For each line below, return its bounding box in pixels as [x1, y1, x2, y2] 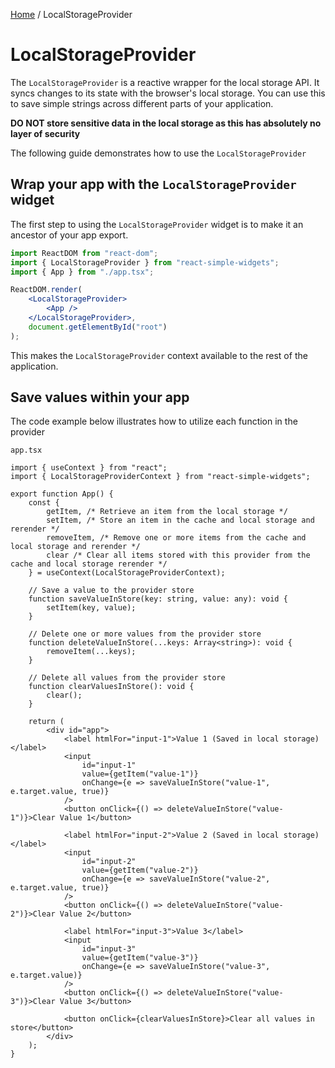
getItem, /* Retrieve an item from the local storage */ [46, 507, 288, 517]
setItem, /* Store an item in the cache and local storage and [46, 515, 315, 526]
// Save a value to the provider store [28, 585, 195, 596]
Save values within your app [10, 389, 190, 406]
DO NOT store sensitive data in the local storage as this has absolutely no [10, 117, 322, 129]
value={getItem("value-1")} [81, 769, 199, 779]
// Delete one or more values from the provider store [28, 629, 262, 639]
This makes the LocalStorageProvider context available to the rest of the [10, 349, 308, 361]
